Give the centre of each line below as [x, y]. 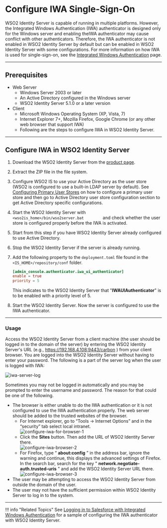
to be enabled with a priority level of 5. [52, 296]
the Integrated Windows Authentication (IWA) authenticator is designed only [83, 28]
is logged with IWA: [25, 366]
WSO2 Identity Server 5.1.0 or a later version [65, 103]
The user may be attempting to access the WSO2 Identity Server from [84, 480]
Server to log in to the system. [43, 496]
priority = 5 [26, 281]
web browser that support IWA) [52, 124]
